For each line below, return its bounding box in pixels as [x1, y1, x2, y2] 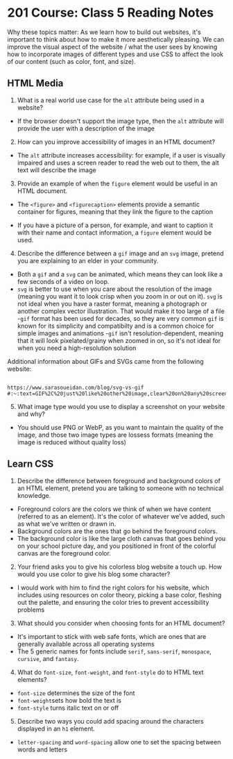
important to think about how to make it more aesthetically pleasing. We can [7, 35, 225, 43]
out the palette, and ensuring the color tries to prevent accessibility [17, 598, 209, 606]
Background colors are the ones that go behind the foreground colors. [17, 526, 218, 535]
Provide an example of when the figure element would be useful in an [17, 179, 218, 187]
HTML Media [7, 78, 64, 90]
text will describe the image [17, 165, 96, 174]
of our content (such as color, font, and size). [7, 57, 137, 65]
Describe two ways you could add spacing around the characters [17, 717, 205, 725]
